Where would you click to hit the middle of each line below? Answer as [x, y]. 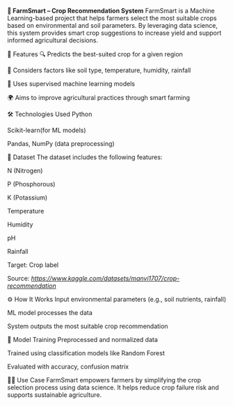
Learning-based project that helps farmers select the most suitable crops [112, 18]
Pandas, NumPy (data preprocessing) [61, 144]
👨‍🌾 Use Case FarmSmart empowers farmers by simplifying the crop [104, 380]
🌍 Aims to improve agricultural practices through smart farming [98, 98]
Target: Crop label [33, 265]
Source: [18, 278]
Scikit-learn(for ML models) [47, 130]
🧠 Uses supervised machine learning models [71, 84]
